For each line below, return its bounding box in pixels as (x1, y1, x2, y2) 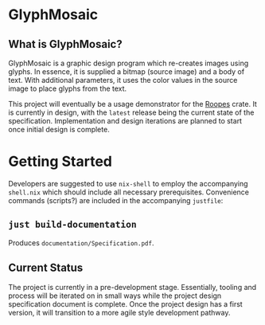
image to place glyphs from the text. (8, 84, 127, 93)
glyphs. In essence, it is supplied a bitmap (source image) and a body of (8, 67, 245, 76)
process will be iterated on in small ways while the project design (8, 291, 222, 300)
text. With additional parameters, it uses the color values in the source (8, 76, 238, 84)
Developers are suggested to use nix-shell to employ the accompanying (8, 178, 248, 188)
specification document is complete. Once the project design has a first (8, 299, 243, 308)
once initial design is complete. (8, 125, 110, 134)
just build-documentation (8, 219, 137, 230)
